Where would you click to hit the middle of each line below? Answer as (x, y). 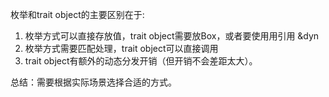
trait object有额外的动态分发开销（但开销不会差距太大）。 (141, 61)
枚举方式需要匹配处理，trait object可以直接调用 (121, 48)
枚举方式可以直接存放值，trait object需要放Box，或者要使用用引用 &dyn (172, 36)
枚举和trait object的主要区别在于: (77, 14)
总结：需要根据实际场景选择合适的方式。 (93, 82)
